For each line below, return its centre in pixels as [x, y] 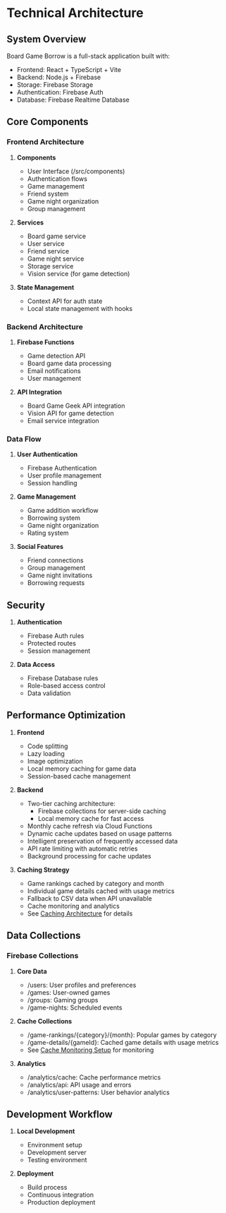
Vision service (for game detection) [79, 273]
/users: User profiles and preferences [82, 985]
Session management [59, 651]
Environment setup [55, 1145]
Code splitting [48, 746]
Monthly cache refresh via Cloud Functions [90, 826]
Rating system [48, 533]
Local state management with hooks [80, 308]
